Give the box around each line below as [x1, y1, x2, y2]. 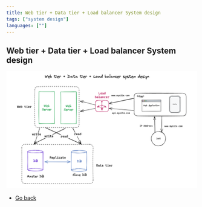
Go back [15, 194, 36, 202]
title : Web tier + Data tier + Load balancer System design [6, 10, 161, 16]
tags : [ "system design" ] [6, 16, 69, 22]
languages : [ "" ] [6, 22, 47, 28]
